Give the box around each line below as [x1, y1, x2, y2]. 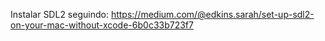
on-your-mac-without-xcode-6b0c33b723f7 [10, 19, 194, 31]
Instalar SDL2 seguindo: [10, 9, 109, 20]
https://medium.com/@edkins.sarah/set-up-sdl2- [110, 9, 315, 20]
